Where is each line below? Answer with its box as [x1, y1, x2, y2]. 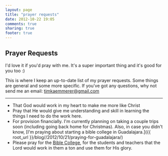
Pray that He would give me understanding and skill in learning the [12, 107, 149, 113]
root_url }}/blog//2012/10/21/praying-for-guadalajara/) [12, 134, 123, 140]
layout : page [5, 7, 32, 12]
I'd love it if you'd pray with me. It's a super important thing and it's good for [5, 62, 162, 68]
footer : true [5, 30, 32, 35]
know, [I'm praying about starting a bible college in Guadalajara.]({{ [12, 128, 151, 135]
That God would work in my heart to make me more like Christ [12, 102, 140, 108]
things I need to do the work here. [12, 113, 82, 119]
